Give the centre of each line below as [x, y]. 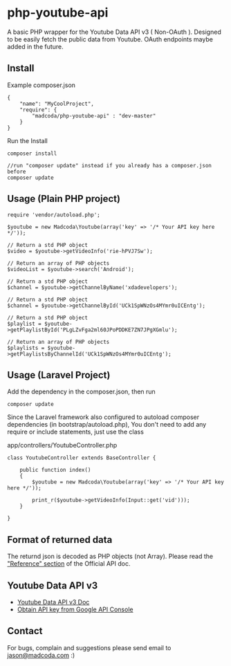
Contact [25, 631]
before [17, 172]
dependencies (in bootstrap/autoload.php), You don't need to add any [107, 425]
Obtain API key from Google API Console [75, 609]
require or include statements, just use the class [75, 432]
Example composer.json [41, 85]
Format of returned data [60, 540]
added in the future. [35, 46]
